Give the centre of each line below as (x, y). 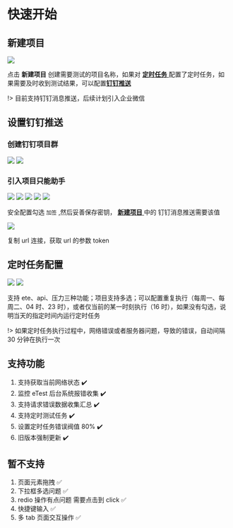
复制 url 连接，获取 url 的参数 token (58, 240)
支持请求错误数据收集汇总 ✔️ (59, 404)
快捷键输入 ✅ (37, 509)
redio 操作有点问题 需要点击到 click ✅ (72, 500)
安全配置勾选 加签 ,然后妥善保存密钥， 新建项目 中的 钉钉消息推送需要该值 (114, 212)
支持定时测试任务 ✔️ (46, 415)
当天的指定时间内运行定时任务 (56, 315)
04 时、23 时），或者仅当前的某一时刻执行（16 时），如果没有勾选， (123, 306)
